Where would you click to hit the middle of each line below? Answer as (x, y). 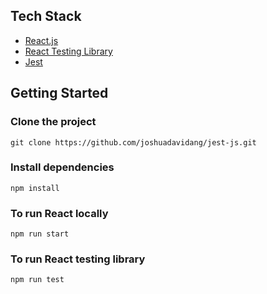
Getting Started (59, 93)
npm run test (37, 280)
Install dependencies (62, 167)
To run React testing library (78, 259)
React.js (41, 40)
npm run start (40, 234)
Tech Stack (46, 16)
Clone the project (53, 122)
